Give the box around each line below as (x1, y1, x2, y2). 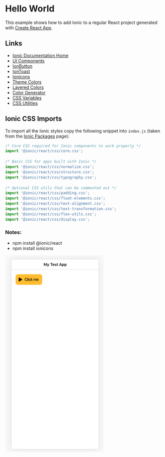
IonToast (12, 68, 30, 74)
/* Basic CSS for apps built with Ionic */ (5, 159, 97, 164)
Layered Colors (12, 84, 44, 90)
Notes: (5, 229, 22, 236)
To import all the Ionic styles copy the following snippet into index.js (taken (5, 128, 161, 134)
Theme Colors (12, 79, 42, 85)
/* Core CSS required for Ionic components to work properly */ (5, 143, 141, 149)
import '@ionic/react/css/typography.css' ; (5, 175, 97, 180)
